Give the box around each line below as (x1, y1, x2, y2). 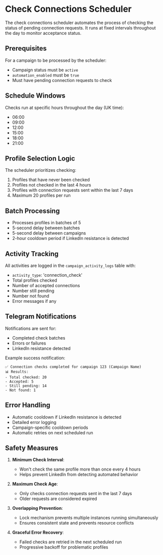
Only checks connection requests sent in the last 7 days (19, 491, 132, 497)
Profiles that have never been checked (12, 177, 90, 183)
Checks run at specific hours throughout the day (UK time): (5, 105, 124, 110)
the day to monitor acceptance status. (5, 30, 81, 36)
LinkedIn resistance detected (12, 345, 71, 351)
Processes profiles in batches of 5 (12, 220, 81, 226)
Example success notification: (5, 355, 65, 361)
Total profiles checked (12, 277, 57, 283)
